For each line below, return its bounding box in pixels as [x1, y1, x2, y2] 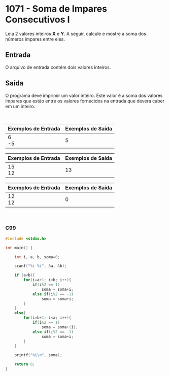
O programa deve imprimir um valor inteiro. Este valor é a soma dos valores [5, 92, 163, 98]
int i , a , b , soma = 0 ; [14, 254, 60, 259]
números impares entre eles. [5, 36, 65, 42]
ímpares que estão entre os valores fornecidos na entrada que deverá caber [5, 97, 165, 104]
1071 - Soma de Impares [5, 3, 108, 15]
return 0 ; [14, 362, 36, 367]
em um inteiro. [5, 103, 36, 109]
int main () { [5, 245, 33, 250]
